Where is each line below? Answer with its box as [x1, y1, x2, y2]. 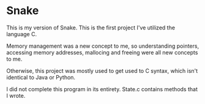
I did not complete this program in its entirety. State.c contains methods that [6, 85, 198, 92]
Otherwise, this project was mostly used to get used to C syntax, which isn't [6, 67, 198, 74]
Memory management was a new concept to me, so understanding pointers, [6, 42, 199, 50]
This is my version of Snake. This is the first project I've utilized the [6, 24, 176, 31]
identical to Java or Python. [6, 73, 75, 81]
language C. [6, 30, 37, 37]
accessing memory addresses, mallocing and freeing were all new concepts [6, 48, 198, 56]
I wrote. [6, 92, 26, 99]
